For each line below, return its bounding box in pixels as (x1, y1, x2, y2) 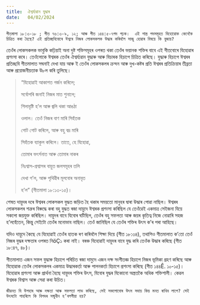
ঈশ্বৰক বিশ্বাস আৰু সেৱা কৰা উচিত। (6, 276, 67, 283)
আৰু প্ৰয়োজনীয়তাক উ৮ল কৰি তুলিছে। (6, 66, 72, 74)
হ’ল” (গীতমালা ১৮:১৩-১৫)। (20, 186, 72, 193)
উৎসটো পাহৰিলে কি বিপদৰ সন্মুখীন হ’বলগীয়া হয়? (6, 293, 87, 299)
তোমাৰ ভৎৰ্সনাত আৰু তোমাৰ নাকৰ (20, 150, 79, 157)
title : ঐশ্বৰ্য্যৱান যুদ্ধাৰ (6, 8, 50, 15)
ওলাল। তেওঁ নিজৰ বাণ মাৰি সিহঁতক (20, 114, 81, 121)
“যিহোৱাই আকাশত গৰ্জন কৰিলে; (20, 78, 76, 86)
